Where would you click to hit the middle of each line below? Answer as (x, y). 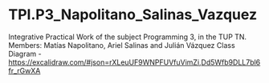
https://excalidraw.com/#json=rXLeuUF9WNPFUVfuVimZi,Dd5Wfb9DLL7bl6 (134, 62)
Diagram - (25, 53)
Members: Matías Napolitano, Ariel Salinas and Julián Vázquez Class (122, 45)
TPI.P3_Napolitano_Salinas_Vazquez (133, 15)
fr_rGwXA (24, 70)
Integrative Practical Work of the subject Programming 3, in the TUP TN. (128, 37)
